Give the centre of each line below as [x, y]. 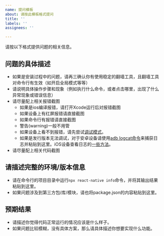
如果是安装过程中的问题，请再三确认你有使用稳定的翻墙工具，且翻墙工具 [85, 76]
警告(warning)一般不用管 [45, 125]
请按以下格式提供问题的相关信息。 [40, 47]
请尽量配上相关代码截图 [36, 150]
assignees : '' [20, 28]
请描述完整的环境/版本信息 [45, 167]
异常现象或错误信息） [34, 95]
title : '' [15, 19]
